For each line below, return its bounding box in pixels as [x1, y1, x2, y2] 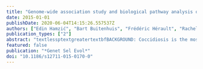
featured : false [6, 43, 47, 49]
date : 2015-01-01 [6, 14, 50, 20]
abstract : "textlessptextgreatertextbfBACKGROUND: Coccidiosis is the [6, 37, 188, 43]
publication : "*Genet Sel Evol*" [6, 48, 91, 54]
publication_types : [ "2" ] [6, 31, 71, 37]
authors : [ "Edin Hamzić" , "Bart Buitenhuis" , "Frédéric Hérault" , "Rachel [6, 25, 199, 32]
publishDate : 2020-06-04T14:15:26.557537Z [6, 20, 115, 26]
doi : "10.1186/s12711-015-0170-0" [6, 53, 94, 59]
